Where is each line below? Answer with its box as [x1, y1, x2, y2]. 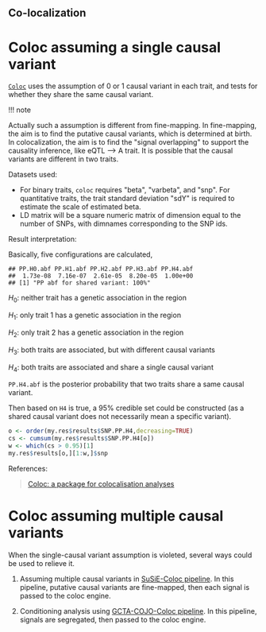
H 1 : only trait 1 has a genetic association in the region [8, 310, 181, 321]
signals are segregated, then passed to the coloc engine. [19, 615, 206, 624]
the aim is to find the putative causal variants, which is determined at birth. [8, 129, 253, 138]
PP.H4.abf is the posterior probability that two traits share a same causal [8, 379, 245, 389]
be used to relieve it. [8, 558, 75, 568]
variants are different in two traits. [8, 154, 119, 164]
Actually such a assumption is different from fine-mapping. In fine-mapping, [8, 121, 256, 130]
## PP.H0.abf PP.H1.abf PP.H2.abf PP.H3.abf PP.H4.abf [8, 266, 194, 273]
